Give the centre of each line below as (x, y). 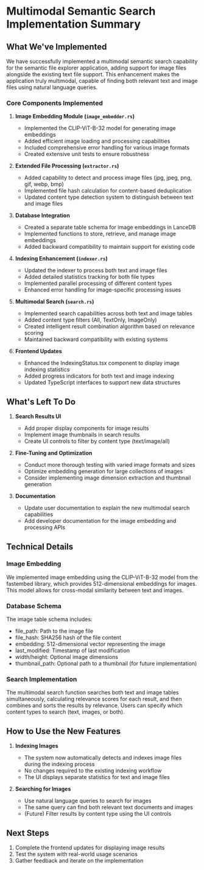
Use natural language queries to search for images (88, 801)
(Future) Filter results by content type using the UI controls (98, 814)
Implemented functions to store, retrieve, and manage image (100, 234)
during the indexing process (59, 764)
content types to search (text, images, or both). (65, 712)
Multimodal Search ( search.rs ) (55, 302)
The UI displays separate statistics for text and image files (97, 777)
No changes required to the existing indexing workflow (93, 771)
